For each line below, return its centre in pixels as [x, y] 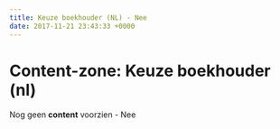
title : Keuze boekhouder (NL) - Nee [78, 18]
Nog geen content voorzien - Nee [73, 115]
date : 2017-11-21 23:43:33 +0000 [72, 26]
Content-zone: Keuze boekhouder [140, 71]
